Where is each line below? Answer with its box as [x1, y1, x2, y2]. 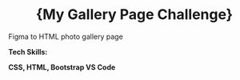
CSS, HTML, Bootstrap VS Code [8, 62, 116, 72]
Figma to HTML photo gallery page [8, 32, 124, 41]
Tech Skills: [8, 47, 48, 56]
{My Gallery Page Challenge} [35, 6, 234, 24]
